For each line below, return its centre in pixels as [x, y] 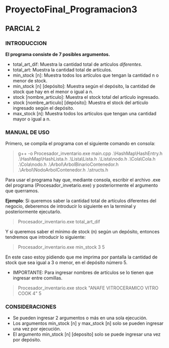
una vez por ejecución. [37, 329]
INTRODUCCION [26, 43]
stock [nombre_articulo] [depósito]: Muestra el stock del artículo [80, 102]
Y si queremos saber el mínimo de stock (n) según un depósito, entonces [82, 232]
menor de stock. [30, 80]
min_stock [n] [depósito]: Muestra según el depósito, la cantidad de [84, 86]
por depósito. [27, 340]
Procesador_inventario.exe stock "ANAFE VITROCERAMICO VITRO [88, 288]
